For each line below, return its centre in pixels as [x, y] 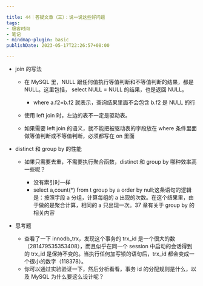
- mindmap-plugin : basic [38, 40]
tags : [13, 23]
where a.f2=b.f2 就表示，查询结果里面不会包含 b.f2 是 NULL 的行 [114, 102]
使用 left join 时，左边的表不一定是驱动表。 [77, 115]
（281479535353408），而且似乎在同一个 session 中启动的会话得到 [108, 246]
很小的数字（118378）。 [58, 261]
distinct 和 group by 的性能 [48, 149]
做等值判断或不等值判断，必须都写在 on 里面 [79, 136]
